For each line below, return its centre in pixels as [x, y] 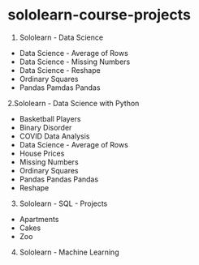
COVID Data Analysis [54, 136]
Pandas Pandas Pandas [59, 179]
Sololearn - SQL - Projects [63, 203]
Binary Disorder [45, 127]
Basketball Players [50, 118]
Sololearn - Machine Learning [69, 252]
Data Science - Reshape [60, 70]
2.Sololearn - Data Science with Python [74, 103]
